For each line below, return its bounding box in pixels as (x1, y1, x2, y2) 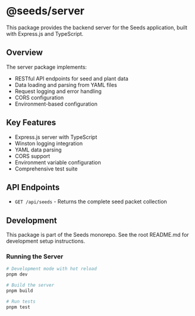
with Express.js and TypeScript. (6, 30, 84, 37)
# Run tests (6, 298, 36, 305)
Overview (6, 48, 43, 58)
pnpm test (6, 304, 31, 310)
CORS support (14, 152, 51, 159)
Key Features (6, 117, 56, 128)
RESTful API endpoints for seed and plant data (14, 75, 129, 82)
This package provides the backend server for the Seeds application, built (6, 24, 188, 31)
